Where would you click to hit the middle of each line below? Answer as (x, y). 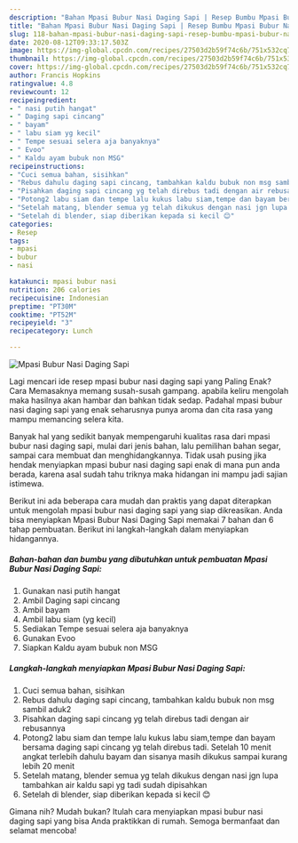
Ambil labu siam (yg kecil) (69, 619)
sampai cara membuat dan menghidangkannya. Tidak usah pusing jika (138, 455)
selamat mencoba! (43, 830)
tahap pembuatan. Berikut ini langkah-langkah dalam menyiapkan (129, 529)
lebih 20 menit (48, 766)
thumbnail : (29, 59)
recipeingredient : (43, 100)
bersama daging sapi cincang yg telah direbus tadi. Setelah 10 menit (147, 747)
